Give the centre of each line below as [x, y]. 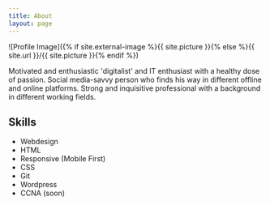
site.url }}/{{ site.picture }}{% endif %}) [74, 55]
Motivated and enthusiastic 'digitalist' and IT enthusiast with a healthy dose [134, 70]
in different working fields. [52, 96]
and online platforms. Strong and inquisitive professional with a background [135, 88]
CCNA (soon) [43, 193]
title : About [30, 16]
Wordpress [39, 185]
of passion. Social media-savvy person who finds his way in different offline [135, 79]
